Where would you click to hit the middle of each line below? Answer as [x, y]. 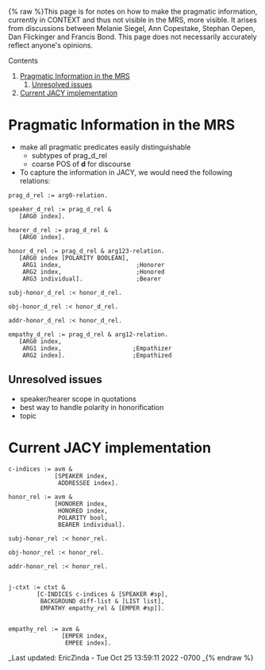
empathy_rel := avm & [44, 629]
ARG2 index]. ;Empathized [97, 355]
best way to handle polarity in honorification [92, 407]
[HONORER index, [81, 504]
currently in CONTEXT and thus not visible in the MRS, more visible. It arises [133, 20]
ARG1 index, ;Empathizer [97, 348]
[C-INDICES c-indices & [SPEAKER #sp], [103, 594]
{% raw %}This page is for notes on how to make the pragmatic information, [133, 12]
